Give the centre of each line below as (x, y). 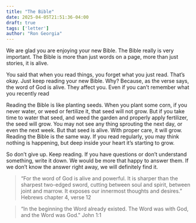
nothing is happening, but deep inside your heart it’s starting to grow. (91, 143)
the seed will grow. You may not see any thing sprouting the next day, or (94, 124)
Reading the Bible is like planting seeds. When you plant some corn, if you (97, 105)
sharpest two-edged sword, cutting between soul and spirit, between (105, 185)
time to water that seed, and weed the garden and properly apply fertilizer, (97, 118)
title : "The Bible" (30, 12)
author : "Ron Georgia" (34, 34)
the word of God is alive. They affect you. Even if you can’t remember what (98, 87)
